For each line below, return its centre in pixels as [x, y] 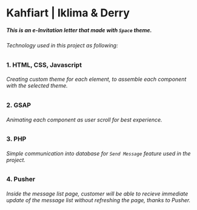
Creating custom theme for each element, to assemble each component [96, 80]
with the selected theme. [37, 86]
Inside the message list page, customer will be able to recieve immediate [97, 194]
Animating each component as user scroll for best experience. [84, 120]
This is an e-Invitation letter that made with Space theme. [79, 30]
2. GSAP [19, 105]
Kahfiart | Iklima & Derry [68, 13]
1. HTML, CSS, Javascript [44, 65]
